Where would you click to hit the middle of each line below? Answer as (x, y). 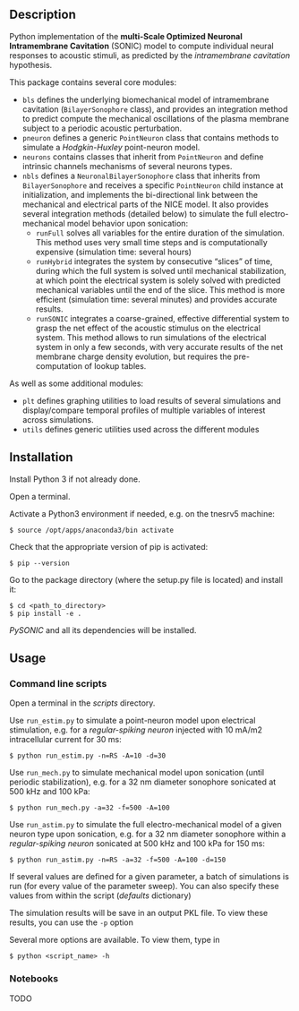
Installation (41, 457)
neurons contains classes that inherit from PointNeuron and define (143, 157)
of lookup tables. (115, 365)
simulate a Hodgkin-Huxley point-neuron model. (111, 147)
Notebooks (34, 979)
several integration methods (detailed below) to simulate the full (140, 213)
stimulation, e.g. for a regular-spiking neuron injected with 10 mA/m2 (136, 730)
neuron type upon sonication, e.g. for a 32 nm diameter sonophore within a (148, 834)
